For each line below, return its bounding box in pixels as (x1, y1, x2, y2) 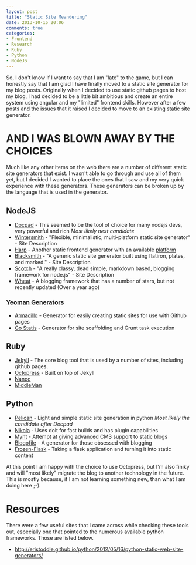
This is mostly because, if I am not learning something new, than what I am (6, 476, 186, 483)
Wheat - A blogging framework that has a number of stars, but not (14, 277, 174, 285)
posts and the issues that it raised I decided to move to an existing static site (6, 105, 190, 112)
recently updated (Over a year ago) (14, 284, 100, 291)
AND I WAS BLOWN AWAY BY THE (6, 132, 176, 145)
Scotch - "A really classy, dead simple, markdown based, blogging (14, 265, 175, 272)
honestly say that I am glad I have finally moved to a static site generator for (6, 80, 189, 87)
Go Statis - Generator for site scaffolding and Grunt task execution (14, 324, 175, 331)
